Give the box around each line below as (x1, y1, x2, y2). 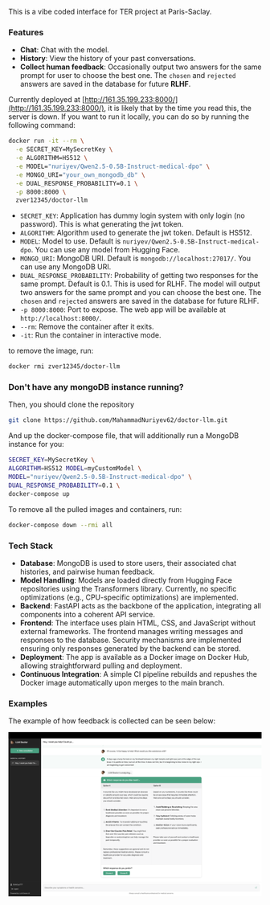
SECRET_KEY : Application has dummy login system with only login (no (19, 211, 245, 220)
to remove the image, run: (8, 346, 94, 356)
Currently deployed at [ (8, 95, 85, 104)
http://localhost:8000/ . (19, 313, 102, 323)
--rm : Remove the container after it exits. (19, 321, 154, 332)
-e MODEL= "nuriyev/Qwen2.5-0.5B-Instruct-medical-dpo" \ (15, 162, 211, 170)
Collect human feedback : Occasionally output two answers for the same (19, 62, 263, 72)
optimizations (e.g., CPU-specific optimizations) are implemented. (19, 592, 239, 602)
